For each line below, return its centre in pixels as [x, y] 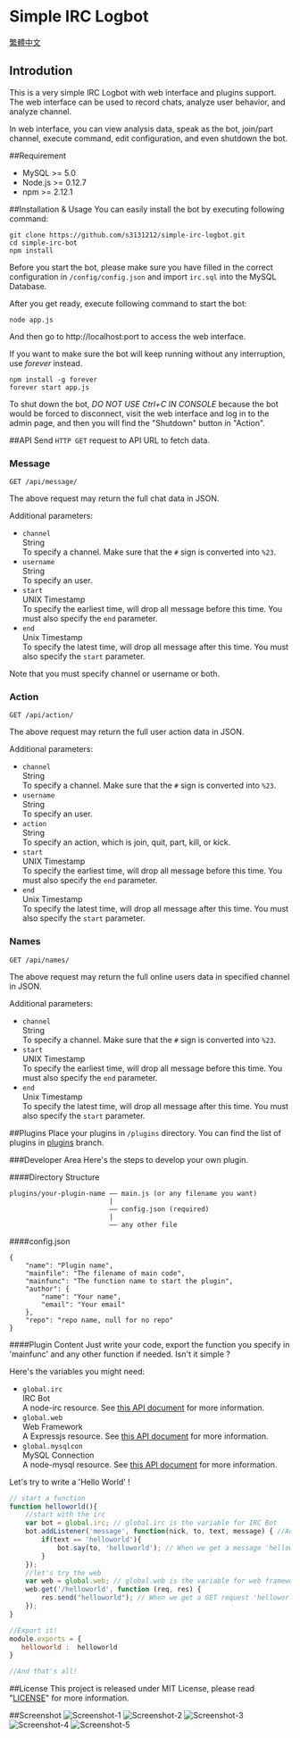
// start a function [48, 1498]
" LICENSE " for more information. [69, 1698]
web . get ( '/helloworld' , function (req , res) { [113, 1590]
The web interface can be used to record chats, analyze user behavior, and [147, 102]
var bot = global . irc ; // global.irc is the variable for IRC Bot [151, 1523]
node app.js [31, 320]
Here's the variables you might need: [77, 1371]
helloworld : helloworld [69, 1647]
